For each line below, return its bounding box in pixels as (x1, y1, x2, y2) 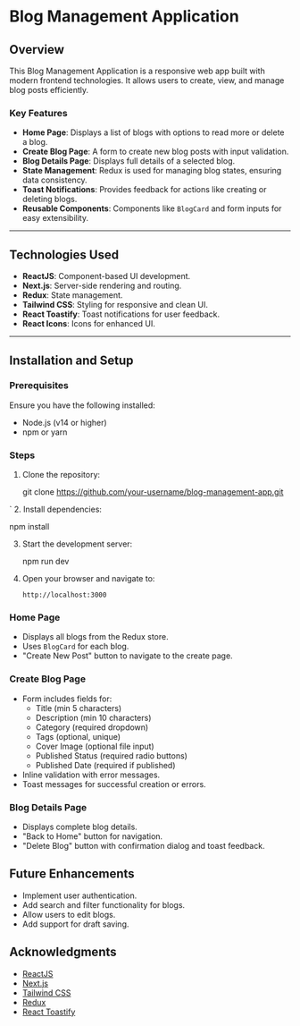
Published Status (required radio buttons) (35, 750, 187, 761)
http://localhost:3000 (21, 590, 107, 600)
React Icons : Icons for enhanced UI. (21, 318, 156, 329)
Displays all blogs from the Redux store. (21, 632, 169, 642)
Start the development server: (21, 538, 133, 549)
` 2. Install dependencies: (9, 504, 103, 515)
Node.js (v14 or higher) (21, 417, 107, 428)
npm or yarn (21, 427, 68, 437)
